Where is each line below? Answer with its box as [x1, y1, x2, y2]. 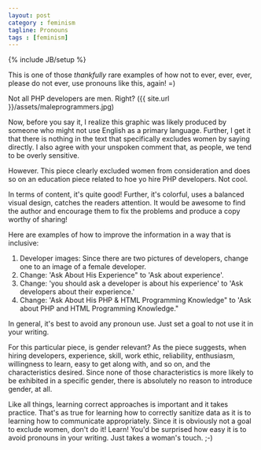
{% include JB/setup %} [8, 55, 86, 65]
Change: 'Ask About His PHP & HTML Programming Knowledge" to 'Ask [19, 296, 252, 305]
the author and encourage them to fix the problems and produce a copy [8, 206, 241, 216]
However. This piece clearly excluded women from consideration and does [8, 166, 251, 175]
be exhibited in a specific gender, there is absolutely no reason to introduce [8, 376, 253, 385]
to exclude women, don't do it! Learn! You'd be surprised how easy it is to [8, 425, 247, 434]
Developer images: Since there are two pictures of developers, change [19, 253, 249, 264]
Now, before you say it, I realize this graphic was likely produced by [8, 117, 226, 127]
